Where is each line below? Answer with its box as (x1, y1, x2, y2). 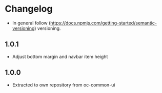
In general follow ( (12, 20, 51, 26)
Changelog (5, 3, 53, 15)
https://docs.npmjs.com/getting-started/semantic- (50, 20, 157, 26)
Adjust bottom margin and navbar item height (12, 53, 108, 59)
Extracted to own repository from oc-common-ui (12, 82, 115, 88)
